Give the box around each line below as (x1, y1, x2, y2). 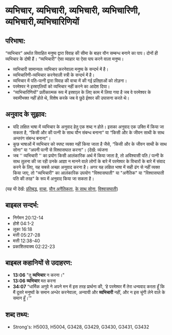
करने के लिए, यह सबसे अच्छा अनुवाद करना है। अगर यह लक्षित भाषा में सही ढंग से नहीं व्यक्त (12, 164, 160, 170)
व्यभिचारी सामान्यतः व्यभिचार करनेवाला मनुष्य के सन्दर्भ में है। (12, 66, 109, 72)
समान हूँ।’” (12, 295, 32, 301)
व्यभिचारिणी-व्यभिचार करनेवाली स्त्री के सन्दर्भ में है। (12, 72, 95, 78)
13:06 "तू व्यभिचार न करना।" (12, 272, 65, 278)
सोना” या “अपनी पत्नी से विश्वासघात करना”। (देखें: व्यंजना (12, 146, 108, 153)
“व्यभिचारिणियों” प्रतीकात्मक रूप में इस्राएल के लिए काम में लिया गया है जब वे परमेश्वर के (12, 89, 151, 95)
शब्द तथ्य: (5, 310, 29, 319)
